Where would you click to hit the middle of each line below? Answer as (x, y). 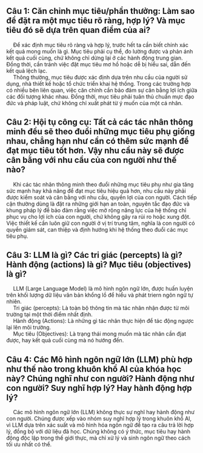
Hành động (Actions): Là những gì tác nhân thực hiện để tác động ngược (103, 321)
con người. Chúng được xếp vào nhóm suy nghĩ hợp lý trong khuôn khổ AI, (99, 419)
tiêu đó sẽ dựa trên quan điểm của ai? (78, 30)
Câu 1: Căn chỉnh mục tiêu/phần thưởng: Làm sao (101, 11)
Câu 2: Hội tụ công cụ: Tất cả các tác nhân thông (100, 122)
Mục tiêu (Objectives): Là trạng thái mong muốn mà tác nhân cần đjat (100, 334)
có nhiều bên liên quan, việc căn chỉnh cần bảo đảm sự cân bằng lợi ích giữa (102, 90)
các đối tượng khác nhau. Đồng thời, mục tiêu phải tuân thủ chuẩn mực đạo (100, 96)
